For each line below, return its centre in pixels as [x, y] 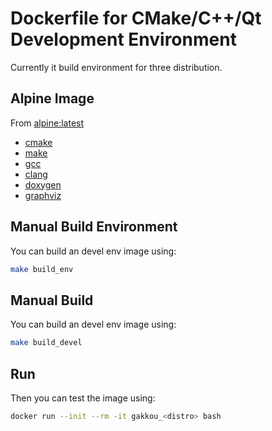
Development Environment [123, 39]
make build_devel [46, 343]
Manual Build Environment [94, 227]
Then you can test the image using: [83, 398]
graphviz [43, 195]
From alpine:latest [47, 123]
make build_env [42, 269]
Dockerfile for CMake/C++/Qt [136, 18]
